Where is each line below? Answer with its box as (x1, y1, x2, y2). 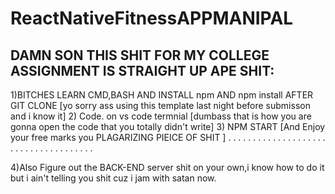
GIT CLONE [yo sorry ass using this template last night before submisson (10, 100, 311, 111)
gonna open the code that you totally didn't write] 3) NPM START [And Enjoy (10, 121, 326, 132)
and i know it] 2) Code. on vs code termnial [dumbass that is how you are (10, 110, 312, 122)
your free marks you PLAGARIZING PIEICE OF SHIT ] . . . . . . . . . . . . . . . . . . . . (10, 132, 326, 143)
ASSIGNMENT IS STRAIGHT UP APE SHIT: (10, 62, 275, 79)
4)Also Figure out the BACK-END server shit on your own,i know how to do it (10, 162, 325, 173)
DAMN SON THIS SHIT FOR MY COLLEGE (10, 47, 270, 64)
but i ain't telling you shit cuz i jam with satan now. (10, 172, 217, 184)
